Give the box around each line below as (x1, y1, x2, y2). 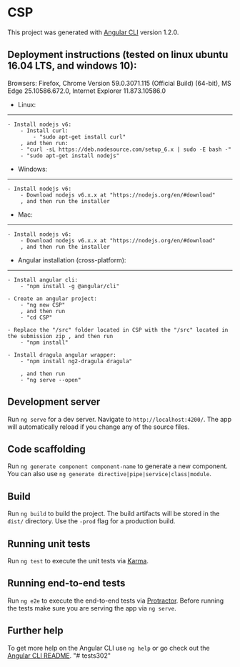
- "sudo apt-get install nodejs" (20, 152, 120, 159)
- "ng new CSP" (20, 301, 66, 308)
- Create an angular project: (7, 295, 98, 302)
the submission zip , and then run (7, 332, 114, 340)
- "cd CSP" (20, 314, 53, 321)
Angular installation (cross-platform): (17, 255, 126, 265)
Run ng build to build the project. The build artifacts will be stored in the (7, 509, 220, 518)
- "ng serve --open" (20, 376, 81, 383)
